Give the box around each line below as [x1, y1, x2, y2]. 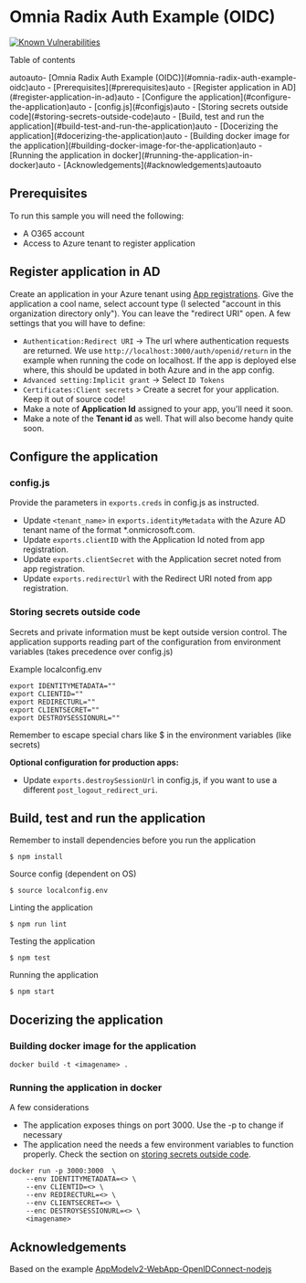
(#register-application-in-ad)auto [9, 91, 134, 102]
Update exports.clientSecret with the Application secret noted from [22, 554, 281, 565]
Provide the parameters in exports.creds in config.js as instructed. [9, 497, 259, 508]
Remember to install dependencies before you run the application [9, 834, 256, 846]
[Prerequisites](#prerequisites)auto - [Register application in [53, 81, 280, 92]
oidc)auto [9, 81, 46, 92]
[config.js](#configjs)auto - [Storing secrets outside [94, 101, 289, 111]
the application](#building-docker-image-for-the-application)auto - [9, 140, 263, 151]
